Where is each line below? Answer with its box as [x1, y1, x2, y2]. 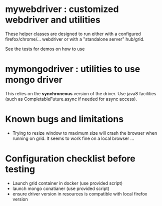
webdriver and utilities [5, 14, 101, 26]
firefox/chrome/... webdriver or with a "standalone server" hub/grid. [5, 36, 145, 42]
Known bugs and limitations [5, 114, 124, 125]
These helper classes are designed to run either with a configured [5, 31, 141, 37]
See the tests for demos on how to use [5, 46, 85, 52]
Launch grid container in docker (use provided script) [12, 180, 123, 186]
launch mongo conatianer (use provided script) [12, 185, 110, 191]
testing [5, 164, 35, 175]
